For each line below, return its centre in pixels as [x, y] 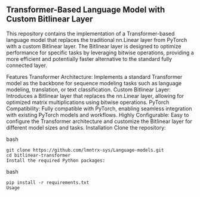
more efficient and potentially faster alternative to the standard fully [89, 59]
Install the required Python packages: [56, 161]
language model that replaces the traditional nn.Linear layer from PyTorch [97, 40]
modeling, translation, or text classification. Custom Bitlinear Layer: [89, 90]
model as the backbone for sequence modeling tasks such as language [94, 83]
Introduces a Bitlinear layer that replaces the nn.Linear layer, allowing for [95, 96]
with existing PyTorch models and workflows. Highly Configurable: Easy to [98, 115]
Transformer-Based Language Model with [86, 10]
